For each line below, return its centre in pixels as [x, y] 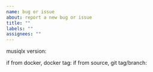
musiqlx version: [26, 51]
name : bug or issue [30, 12]
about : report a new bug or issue [49, 17]
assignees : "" [24, 34]
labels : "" [20, 28]
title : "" [19, 23]
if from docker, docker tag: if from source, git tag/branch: [77, 63]
